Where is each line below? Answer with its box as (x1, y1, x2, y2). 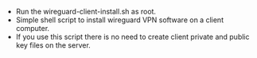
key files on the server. (15, 41, 92, 50)
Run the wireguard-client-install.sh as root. (15, 7, 157, 16)
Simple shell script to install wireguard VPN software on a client (15, 15, 224, 25)
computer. (15, 24, 50, 33)
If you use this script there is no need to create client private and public (15, 32, 250, 41)
